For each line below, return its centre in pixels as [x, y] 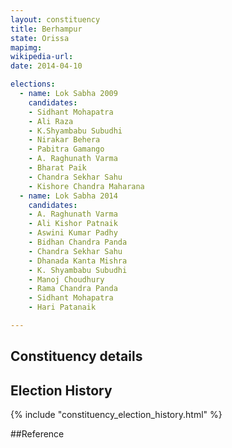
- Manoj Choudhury [66, 279]
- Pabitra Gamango [66, 149]
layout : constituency [55, 19]
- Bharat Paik [57, 168]
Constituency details [76, 356]
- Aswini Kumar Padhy [73, 233]
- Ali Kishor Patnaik [73, 224]
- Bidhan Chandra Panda [78, 242]
